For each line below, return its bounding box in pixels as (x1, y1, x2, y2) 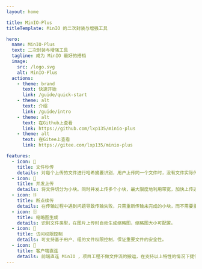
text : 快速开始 (22, 86, 57, 92)
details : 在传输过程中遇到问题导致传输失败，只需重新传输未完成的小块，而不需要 (17, 203, 194, 209)
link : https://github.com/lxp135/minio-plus (22, 125, 136, 131)
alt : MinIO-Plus (17, 70, 58, 76)
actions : (11, 75, 34, 81)
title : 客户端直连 (17, 247, 59, 254)
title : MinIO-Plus (6, 19, 52, 26)
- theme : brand (17, 80, 55, 87)
